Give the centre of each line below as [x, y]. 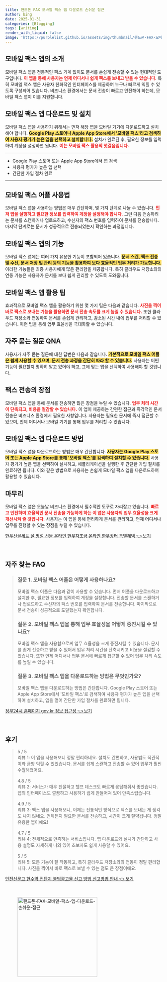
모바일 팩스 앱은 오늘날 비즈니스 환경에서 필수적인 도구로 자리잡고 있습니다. [78, 507]
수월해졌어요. [30, 770]
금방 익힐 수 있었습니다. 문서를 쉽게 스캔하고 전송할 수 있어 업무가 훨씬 [94, 764]
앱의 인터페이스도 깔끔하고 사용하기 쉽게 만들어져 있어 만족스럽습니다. [84, 793]
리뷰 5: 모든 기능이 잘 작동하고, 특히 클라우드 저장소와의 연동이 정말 [82, 862]
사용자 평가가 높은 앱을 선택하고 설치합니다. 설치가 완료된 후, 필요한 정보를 [81, 139]
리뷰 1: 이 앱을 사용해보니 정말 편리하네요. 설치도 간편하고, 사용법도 [82, 758]
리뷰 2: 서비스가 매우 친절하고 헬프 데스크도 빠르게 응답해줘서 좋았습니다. [87, 787]
